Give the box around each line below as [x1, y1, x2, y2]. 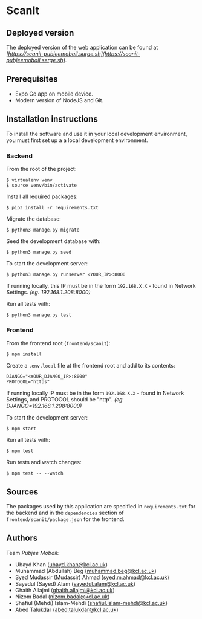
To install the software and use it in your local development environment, [6, 130, 187, 137]
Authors [6, 533, 38, 543]
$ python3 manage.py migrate [6, 227, 80, 233]
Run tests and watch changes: [6, 459, 82, 466]
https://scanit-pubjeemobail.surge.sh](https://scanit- [8, 50, 140, 57]
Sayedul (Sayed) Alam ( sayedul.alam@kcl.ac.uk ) [15, 580, 136, 587]
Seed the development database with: [6, 237, 101, 245]
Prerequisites [6, 74, 58, 85]
